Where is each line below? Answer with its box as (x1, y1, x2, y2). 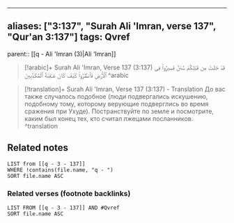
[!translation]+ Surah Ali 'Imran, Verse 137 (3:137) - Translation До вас (24, 85, 226, 93)
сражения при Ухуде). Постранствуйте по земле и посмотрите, (24, 107, 214, 115)
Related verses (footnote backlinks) (7, 188, 131, 198)
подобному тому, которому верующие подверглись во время (24, 99, 209, 108)
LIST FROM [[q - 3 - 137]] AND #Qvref (7, 204, 120, 211)
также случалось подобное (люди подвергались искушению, (24, 92, 208, 101)
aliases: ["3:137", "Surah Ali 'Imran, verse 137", (7, 20, 217, 32)
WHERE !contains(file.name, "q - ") (7, 166, 114, 174)
